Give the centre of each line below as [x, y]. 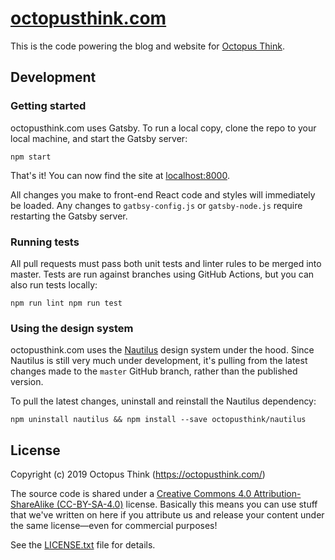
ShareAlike [32, 504]
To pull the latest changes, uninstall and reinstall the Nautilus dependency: [163, 401]
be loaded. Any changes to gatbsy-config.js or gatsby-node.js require [156, 205]
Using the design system [72, 328]
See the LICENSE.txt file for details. [83, 545]
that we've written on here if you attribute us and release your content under [167, 515]
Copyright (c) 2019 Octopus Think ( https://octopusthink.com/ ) [138, 474]
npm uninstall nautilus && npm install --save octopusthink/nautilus [158, 420]
